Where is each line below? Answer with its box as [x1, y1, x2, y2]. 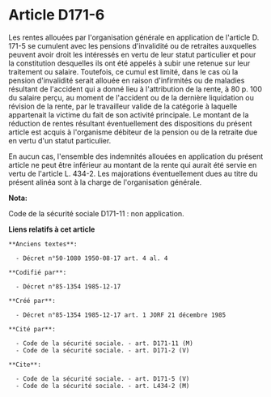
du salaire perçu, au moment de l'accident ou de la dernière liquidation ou [8, 92, 255, 102]
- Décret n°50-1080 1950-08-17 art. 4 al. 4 [15, 254, 168, 263]
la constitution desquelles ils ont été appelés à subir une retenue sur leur [8, 58, 251, 68]
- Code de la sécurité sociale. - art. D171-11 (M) [15, 339, 194, 348]
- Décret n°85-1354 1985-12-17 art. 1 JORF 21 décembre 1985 [15, 310, 227, 319]
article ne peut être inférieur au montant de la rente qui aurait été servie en [8, 160, 257, 169]
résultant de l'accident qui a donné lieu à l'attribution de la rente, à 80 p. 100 [8, 83, 263, 94]
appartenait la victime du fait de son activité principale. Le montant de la [8, 109, 249, 119]
